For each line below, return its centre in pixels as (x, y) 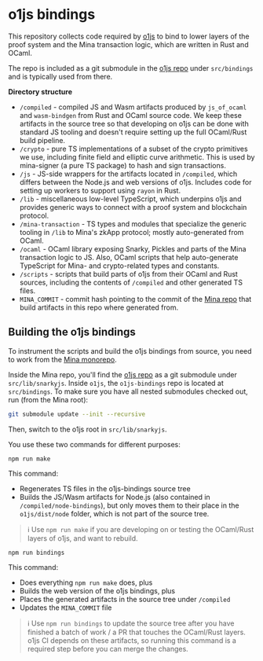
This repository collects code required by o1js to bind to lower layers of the (129, 36)
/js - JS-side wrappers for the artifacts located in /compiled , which (128, 174)
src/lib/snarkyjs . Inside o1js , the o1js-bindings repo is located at (116, 383)
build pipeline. (42, 140)
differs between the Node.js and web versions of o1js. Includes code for (136, 182)
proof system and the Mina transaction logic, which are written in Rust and (128, 44)
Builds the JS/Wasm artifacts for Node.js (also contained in (115, 497)
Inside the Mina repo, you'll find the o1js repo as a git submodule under (122, 374)
